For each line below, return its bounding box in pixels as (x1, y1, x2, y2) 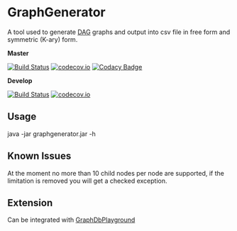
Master (7, 49, 30, 57)
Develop (7, 76, 33, 85)
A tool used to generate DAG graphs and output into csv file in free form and (7, 28, 231, 36)
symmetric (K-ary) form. (7, 35, 78, 43)
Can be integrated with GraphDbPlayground (7, 215, 136, 224)
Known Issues (7, 150, 72, 162)
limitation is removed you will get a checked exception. (7, 176, 167, 185)
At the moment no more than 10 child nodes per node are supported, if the (7, 169, 225, 177)
